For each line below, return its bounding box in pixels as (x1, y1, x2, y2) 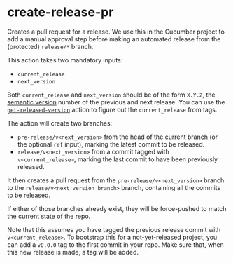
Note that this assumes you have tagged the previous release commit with (7, 225, 221, 234)
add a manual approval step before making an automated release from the (7, 34, 221, 43)
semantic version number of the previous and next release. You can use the (7, 97, 225, 106)
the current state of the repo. (7, 212, 91, 220)
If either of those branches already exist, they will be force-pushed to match (7, 204, 227, 213)
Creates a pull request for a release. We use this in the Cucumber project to (7, 27, 225, 36)
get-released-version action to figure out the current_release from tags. (7, 105, 218, 114)
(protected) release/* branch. (7, 42, 94, 50)
